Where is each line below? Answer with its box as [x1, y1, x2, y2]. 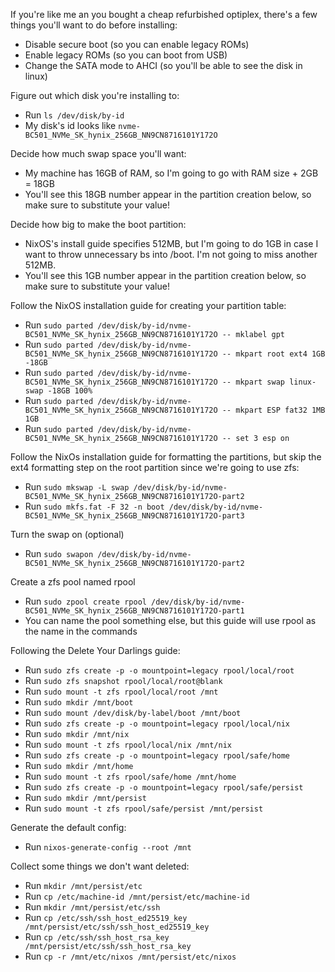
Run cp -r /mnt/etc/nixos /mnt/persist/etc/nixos [24, 950, 237, 962]
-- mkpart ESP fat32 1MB [221, 405, 326, 415]
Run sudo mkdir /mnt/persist [24, 792, 147, 803]
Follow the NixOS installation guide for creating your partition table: [10, 300, 287, 311]
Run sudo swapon [24, 548, 94, 559]
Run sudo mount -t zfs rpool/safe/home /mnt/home [24, 770, 237, 782]
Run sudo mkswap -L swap [24, 481, 130, 493]
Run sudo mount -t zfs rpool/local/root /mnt [24, 685, 219, 697]
